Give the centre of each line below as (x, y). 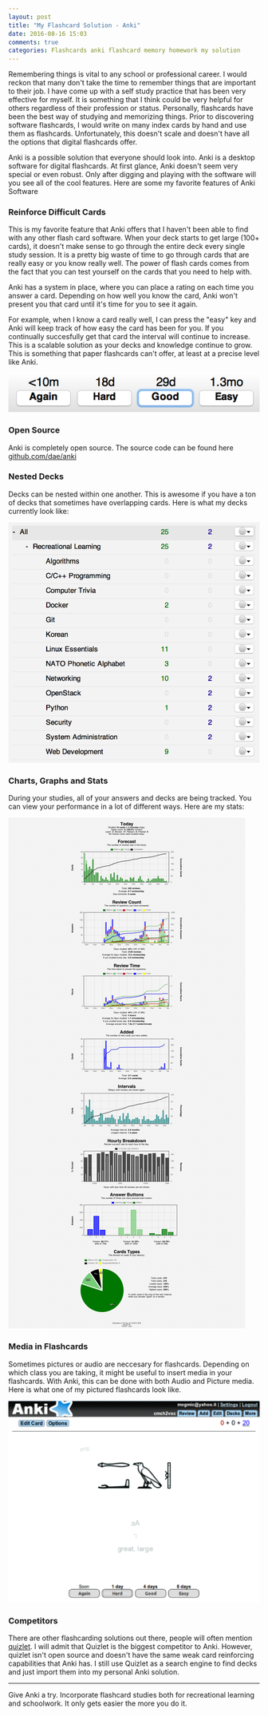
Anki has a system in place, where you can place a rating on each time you (131, 287)
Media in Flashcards (48, 1346)
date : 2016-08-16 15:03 (48, 34)
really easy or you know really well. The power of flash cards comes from (129, 263)
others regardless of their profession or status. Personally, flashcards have (131, 109)
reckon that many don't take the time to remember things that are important (132, 83)
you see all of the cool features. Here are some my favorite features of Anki (132, 183)
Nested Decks (36, 476)
